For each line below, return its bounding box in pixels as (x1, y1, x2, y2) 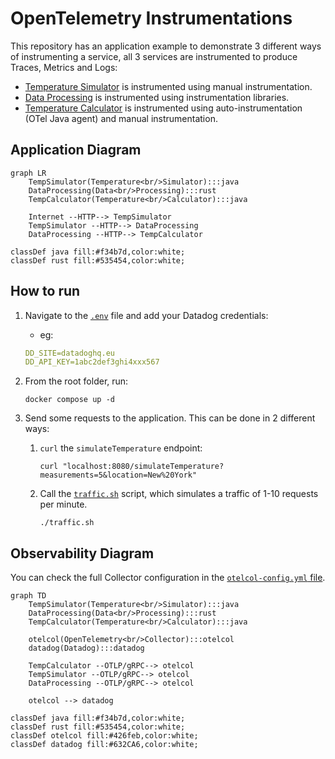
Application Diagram (10, 142, 142, 159)
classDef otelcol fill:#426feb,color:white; (10, 731, 199, 741)
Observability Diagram (10, 545, 155, 562)
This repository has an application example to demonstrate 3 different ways (10, 40, 322, 52)
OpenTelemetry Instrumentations (10, 7, 293, 30)
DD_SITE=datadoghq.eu (24, 348, 115, 358)
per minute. (39, 498, 88, 511)
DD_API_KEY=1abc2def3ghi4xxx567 (24, 357, 160, 367)
